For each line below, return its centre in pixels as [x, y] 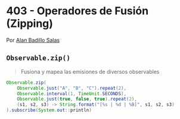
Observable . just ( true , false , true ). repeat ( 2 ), [77, 99]
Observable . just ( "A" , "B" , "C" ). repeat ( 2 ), [72, 88]
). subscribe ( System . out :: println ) [49, 110]
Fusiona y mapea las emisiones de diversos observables [90, 71]
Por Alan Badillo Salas [33, 40]
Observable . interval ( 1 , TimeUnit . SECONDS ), [72, 93]
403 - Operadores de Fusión [77, 11]
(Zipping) [30, 24]
